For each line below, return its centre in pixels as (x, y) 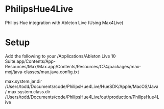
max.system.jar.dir (24, 81)
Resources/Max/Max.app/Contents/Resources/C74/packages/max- (73, 66)
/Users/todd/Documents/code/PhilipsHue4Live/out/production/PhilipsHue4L (82, 97)
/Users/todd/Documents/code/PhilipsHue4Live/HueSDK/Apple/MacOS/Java (82, 86)
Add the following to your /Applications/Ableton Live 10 (60, 56)
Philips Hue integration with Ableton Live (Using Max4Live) (64, 23)
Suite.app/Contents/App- (30, 61)
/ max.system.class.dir (28, 91)
